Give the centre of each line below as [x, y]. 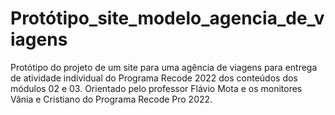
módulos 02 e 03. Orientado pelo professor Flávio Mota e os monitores [156, 88]
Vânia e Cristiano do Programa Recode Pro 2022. [111, 99]
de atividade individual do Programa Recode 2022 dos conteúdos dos [154, 78]
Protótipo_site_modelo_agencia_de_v [167, 18]
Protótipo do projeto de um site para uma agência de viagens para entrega [164, 67]
